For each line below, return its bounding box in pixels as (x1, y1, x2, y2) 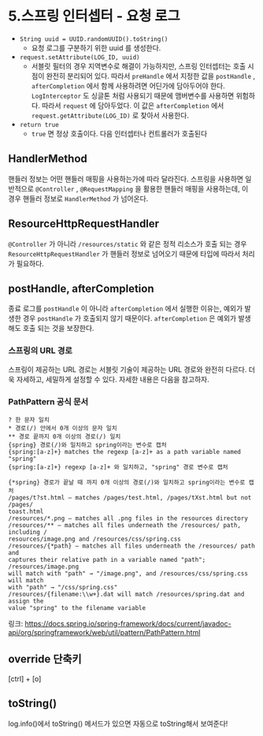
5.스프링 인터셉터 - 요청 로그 (8, 7, 181, 25)
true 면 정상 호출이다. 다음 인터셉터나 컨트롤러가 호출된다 (31, 128, 208, 138)
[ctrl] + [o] (8, 674, 42, 683)
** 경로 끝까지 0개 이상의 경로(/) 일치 (8, 433, 121, 440)
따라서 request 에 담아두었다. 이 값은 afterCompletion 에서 (42, 100, 224, 110)
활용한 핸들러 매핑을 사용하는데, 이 (143, 184, 249, 193)
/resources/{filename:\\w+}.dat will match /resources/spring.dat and (8, 590, 245, 598)
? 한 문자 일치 (8, 415, 50, 424)
